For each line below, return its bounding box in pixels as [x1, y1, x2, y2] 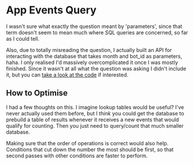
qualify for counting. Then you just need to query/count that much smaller [6, 122, 184, 129]
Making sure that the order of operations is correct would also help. [6, 139, 168, 146]
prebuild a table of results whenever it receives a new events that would [6, 116, 179, 123]
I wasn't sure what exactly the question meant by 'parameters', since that [6, 23, 182, 30]
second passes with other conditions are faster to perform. [6, 152, 148, 159]
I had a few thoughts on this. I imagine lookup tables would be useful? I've [6, 103, 184, 111]
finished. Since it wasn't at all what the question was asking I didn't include [6, 65, 187, 72]
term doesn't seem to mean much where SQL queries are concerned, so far [6, 29, 188, 36]
